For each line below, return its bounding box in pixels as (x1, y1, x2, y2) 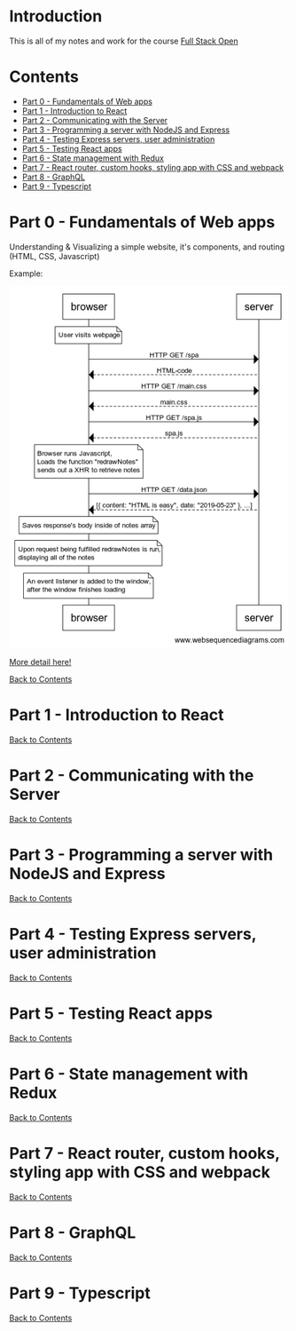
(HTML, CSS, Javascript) (9, 250, 100, 261)
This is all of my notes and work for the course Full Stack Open (9, 36, 239, 46)
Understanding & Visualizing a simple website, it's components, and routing (9, 242, 285, 252)
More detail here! (9, 657, 72, 668)
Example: (9, 268, 43, 279)
